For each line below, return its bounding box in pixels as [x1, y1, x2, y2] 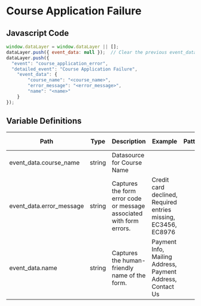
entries [151, 206, 172, 214]
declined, [151, 191, 178, 199]
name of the [111, 271, 146, 280]
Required [151, 198, 178, 207]
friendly [111, 264, 134, 273]
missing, [151, 213, 175, 222]
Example [152, 137, 178, 146]
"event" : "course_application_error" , [11, 60, 109, 66]
